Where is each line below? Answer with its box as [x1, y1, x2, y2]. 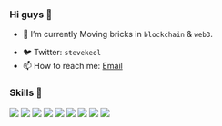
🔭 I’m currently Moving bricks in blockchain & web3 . [22, 29, 214, 40]
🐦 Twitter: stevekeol [22, 47, 102, 58]
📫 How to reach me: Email [22, 61, 123, 72]
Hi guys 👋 [9, 8, 53, 21]
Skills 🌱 [9, 86, 43, 99]
